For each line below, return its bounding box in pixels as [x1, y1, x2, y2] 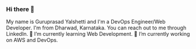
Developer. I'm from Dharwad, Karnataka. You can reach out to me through [6, 24, 187, 31]
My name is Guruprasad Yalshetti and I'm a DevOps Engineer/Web [6, 18, 166, 25]
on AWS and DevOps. [6, 37, 59, 44]
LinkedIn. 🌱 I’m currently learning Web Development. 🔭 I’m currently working [6, 31, 190, 37]
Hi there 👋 [6, 5, 35, 13]
